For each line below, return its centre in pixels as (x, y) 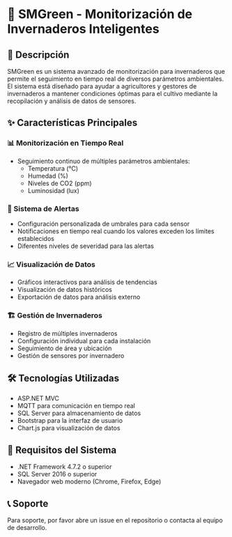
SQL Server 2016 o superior (57, 474)
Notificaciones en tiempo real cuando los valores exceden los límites (116, 231)
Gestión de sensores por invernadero (71, 355)
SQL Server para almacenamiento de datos (79, 413)
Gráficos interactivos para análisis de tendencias (87, 282)
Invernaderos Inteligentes (83, 29)
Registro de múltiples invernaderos (67, 333)
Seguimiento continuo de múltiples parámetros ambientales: (103, 161)
